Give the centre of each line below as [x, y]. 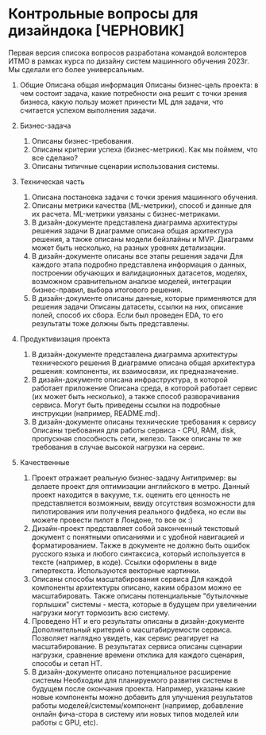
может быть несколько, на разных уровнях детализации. [129, 248]
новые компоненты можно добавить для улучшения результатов [142, 697]
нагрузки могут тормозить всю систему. [101, 613]
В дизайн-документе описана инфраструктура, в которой [129, 379]
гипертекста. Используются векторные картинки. [116, 570]
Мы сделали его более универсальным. [76, 69]
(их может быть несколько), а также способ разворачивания [135, 396]
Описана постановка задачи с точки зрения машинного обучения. [145, 197]
